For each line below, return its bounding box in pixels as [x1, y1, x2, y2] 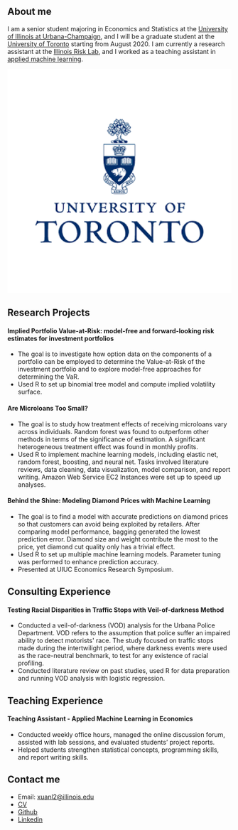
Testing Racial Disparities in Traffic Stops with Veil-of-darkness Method [7, 605, 225, 614]
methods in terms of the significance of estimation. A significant [17, 435, 205, 443]
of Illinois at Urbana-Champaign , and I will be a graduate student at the [7, 32, 215, 41]
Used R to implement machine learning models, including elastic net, [17, 450, 219, 458]
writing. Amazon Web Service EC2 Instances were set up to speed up [17, 473, 222, 481]
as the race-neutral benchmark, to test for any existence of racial [17, 652, 208, 660]
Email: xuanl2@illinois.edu [17, 792, 94, 801]
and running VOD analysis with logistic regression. [17, 674, 166, 683]
